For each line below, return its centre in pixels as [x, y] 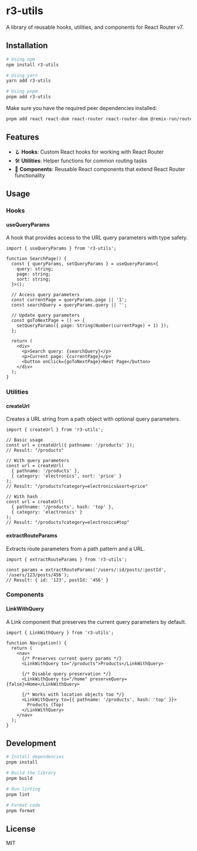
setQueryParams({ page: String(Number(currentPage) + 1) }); [93, 326]
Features [23, 137]
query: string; [35, 269]
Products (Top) [46, 704]
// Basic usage [25, 440]
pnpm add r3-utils [28, 97]
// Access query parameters [46, 295]
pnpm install [22, 762]
